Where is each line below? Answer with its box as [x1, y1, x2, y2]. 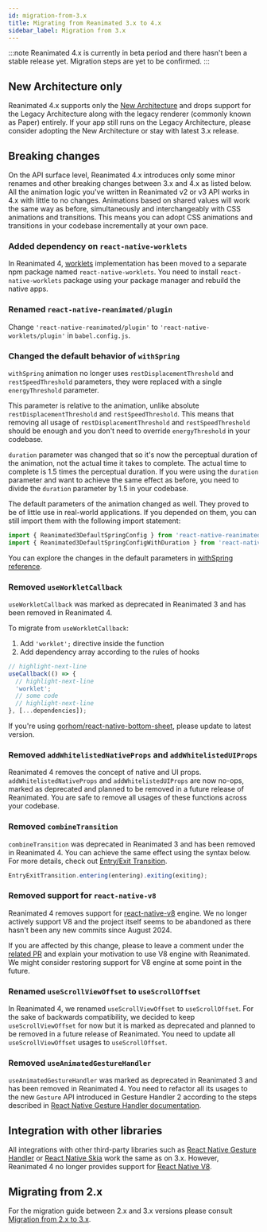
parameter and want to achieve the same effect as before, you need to [8, 475, 239, 485]
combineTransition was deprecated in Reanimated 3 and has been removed [8, 839, 256, 849]
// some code [15, 692, 59, 700]
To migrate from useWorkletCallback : [8, 623, 129, 633]
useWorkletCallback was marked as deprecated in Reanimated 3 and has [8, 599, 246, 609]
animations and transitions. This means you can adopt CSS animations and [8, 212, 253, 222]
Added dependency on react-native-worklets [8, 240, 188, 251]
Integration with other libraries [8, 1124, 163, 1137]
